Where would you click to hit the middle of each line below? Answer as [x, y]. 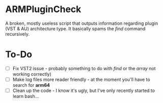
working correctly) [32, 74]
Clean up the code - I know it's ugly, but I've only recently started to [84, 90]
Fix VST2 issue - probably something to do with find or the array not [84, 68]
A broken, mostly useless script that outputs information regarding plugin [82, 23]
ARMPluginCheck [43, 9]
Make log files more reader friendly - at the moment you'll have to [81, 79]
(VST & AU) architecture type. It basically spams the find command [75, 28]
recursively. [18, 34]
